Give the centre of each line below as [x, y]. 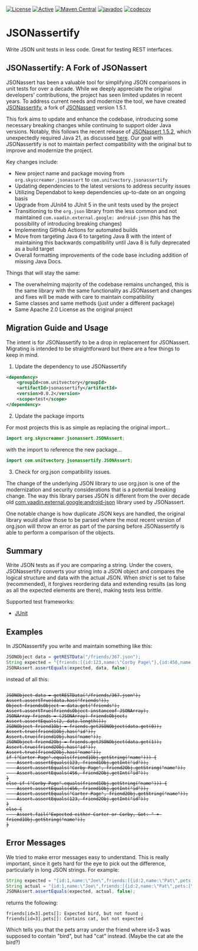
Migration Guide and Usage [57, 328]
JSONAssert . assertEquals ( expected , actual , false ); [71, 892]
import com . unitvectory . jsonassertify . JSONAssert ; [70, 460]
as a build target [34, 249]
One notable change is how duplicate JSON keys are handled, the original [96, 513]
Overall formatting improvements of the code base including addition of [101, 255]
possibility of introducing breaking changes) [68, 223]
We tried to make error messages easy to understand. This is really [88, 857]
